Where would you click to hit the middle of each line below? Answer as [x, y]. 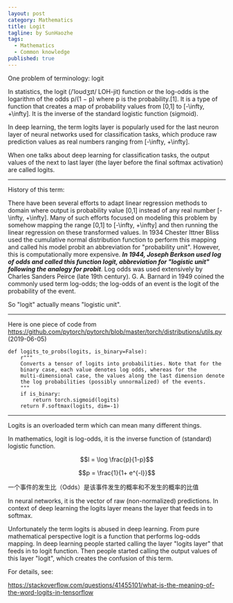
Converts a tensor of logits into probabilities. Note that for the [121, 363]
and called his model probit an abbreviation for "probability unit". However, [114, 247]
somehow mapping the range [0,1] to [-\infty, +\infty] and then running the [113, 224]
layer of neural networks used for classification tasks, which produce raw [112, 134]
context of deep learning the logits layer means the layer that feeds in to [110, 508]
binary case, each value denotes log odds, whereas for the [109, 370]
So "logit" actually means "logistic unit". [65, 304]
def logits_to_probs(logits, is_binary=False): [78, 352]
